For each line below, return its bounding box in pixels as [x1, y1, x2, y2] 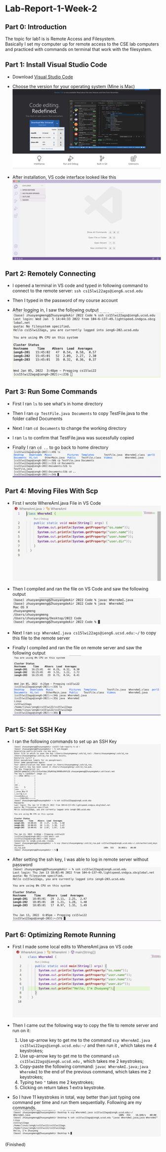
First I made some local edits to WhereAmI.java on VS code [12, 944, 133, 950]
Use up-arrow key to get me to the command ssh [19, 1053, 120, 1059]
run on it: [12, 1028, 31, 1034]
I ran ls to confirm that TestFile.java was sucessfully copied [12, 434, 134, 441]
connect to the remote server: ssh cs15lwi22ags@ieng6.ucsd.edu [12, 288, 143, 294]
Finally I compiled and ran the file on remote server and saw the [12, 645, 142, 651]
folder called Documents [12, 416, 63, 421]
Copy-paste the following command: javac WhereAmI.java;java [19, 1063, 148, 1070]
